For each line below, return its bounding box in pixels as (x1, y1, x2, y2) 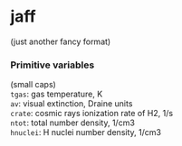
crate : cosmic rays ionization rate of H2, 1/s (10, 108, 174, 119)
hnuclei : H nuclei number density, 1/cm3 (10, 127, 162, 138)
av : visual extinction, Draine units (10, 98, 133, 109)
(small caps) (10, 79, 57, 90)
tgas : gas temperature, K (10, 88, 103, 100)
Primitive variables (10, 59, 95, 71)
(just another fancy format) (10, 36, 111, 47)
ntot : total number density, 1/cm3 (10, 117, 135, 128)
